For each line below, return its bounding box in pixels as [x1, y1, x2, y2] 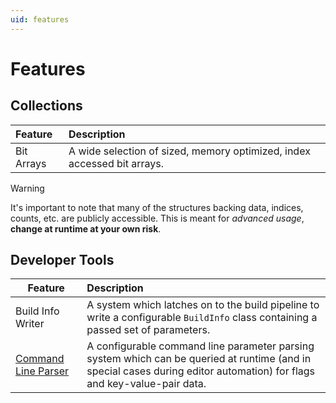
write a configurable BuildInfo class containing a [86, 311, 318, 325]
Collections [10, 97, 83, 115]
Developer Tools [10, 252, 115, 269]
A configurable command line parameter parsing [86, 339, 315, 353]
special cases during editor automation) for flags [86, 364, 315, 378]
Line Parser [15, 364, 70, 378]
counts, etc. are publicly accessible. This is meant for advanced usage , [10, 212, 305, 224]
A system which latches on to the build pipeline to [86, 298, 320, 312]
